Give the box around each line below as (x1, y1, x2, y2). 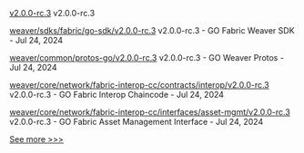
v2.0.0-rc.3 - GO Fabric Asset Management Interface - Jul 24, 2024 (9, 117, 264, 127)
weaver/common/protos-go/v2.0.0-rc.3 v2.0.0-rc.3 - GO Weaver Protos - (9, 53, 285, 62)
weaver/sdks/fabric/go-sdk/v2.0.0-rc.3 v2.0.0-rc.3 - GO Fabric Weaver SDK (9, 25, 295, 35)
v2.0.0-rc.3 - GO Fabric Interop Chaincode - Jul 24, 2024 (9, 90, 225, 100)
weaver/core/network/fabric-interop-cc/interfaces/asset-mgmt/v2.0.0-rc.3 (9, 107, 291, 117)
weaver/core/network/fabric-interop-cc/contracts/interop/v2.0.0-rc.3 (9, 80, 270, 90)
